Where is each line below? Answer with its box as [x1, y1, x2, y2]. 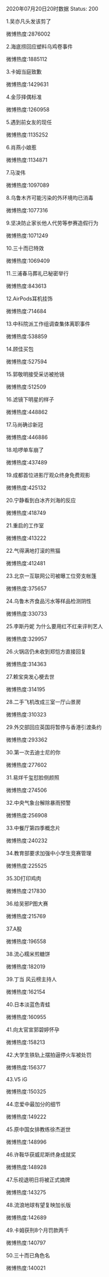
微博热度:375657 [6, 585, 47, 592]
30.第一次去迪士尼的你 [6, 749, 61, 756]
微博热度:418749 [6, 509, 46, 516]
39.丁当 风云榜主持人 [6, 976, 57, 983]
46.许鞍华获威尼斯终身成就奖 [6, 1151, 77, 1158]
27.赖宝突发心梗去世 [6, 673, 55, 680]
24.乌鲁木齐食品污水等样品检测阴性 [6, 598, 91, 604]
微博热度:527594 [6, 358, 47, 365]
